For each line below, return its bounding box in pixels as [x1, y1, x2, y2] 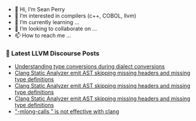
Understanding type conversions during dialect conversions [14, 63, 165, 70]
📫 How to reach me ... [14, 32, 71, 39]
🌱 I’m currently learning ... [14, 19, 80, 25]
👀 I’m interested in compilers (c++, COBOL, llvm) [14, 12, 136, 19]
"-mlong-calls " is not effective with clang [14, 108, 119, 115]
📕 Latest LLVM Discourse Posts [5, 49, 100, 57]
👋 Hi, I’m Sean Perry [14, 6, 65, 13]
